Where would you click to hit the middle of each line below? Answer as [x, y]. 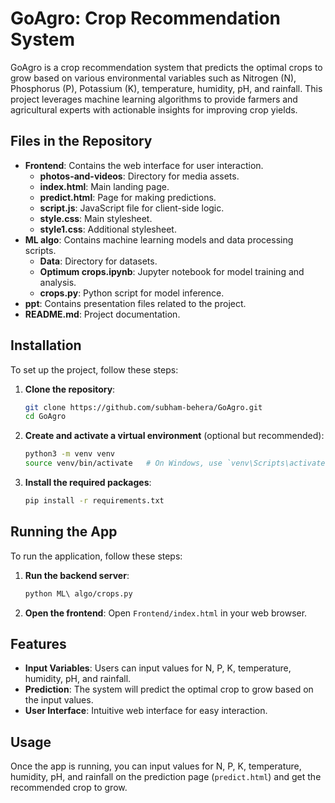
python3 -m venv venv [70, 454]
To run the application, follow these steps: [96, 556]
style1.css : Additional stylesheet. [108, 229]
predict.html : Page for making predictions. [128, 197]
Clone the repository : [70, 389]
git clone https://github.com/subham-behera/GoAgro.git [143, 407]
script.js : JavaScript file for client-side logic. [132, 208]
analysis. [58, 282]
